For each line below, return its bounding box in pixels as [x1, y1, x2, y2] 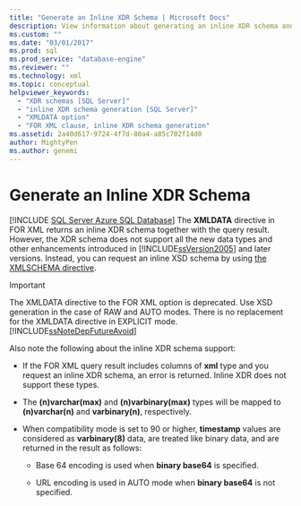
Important [9, 279, 46, 290]
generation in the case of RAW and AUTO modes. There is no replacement [9, 306, 284, 317]
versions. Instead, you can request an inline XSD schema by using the [9, 253, 267, 263]
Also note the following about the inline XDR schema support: [9, 342, 236, 354]
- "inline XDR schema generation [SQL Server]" [17, 105, 199, 114]
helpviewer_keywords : [9, 88, 90, 97]
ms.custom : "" [9, 30, 63, 39]
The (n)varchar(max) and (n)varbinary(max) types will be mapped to [21, 396, 281, 407]
